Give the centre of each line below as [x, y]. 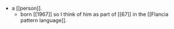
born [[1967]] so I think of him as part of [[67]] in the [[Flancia [94, 14]
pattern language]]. [43, 20]
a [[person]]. [27, 8]
